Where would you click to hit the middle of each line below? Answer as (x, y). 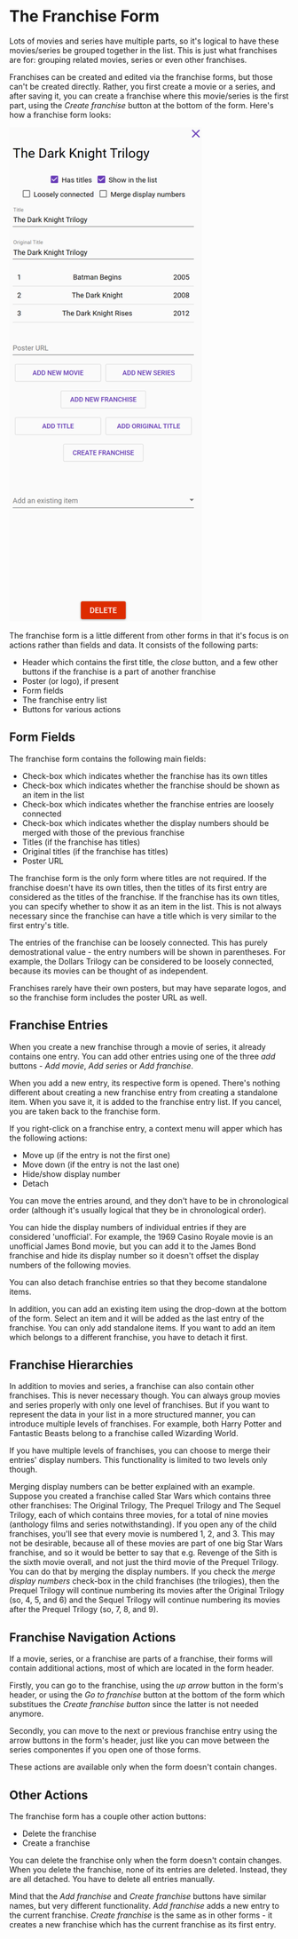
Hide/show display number (71, 1173)
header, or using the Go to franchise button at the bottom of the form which (147, 1695)
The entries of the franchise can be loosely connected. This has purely (138, 942)
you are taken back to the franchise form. (85, 1111)
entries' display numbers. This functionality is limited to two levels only (138, 1460)
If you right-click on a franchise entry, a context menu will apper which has (146, 1128)
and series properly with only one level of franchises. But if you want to (139, 1405)
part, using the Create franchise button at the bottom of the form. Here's (141, 105)
